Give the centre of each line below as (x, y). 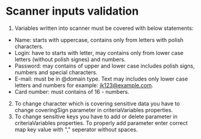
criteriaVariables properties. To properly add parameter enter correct (101, 123)
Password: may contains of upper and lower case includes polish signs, (104, 66)
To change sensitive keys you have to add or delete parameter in (96, 116)
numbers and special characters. (56, 72)
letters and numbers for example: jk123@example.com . (84, 85)
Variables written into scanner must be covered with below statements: (104, 28)
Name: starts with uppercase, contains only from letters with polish (99, 40)
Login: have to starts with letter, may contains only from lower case (99, 52)
